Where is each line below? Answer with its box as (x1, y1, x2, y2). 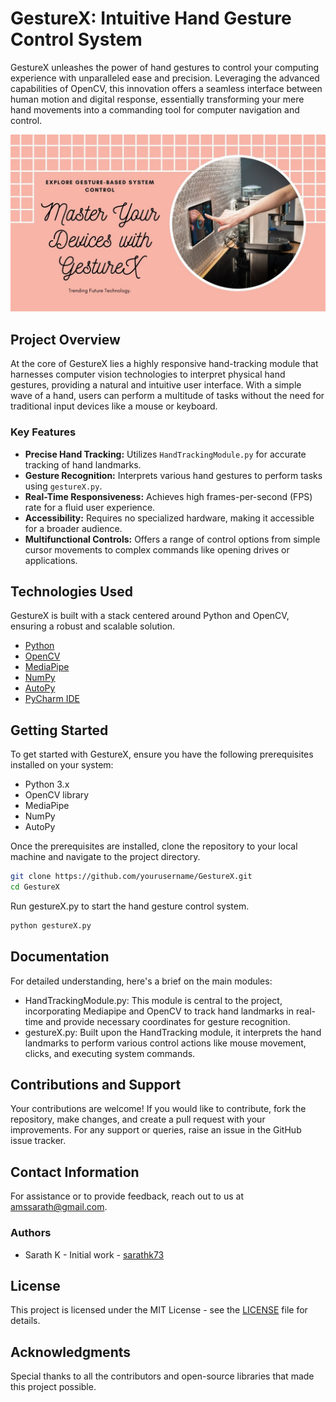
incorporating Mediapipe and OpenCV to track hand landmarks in (24, 1005, 295, 1017)
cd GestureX (10, 882, 60, 892)
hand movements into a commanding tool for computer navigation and (10, 103, 300, 116)
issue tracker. (10, 1135, 67, 1147)
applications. (24, 554, 78, 566)
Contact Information (10, 1163, 140, 1181)
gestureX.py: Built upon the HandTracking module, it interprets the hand (24, 1026, 322, 1038)
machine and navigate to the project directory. (10, 851, 201, 863)
